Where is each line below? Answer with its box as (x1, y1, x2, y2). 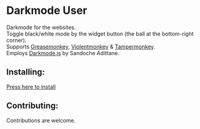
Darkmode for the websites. (6, 24, 76, 31)
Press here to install (6, 83, 56, 90)
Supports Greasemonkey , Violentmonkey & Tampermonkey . (6, 43, 156, 50)
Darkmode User (6, 4, 88, 18)
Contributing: (6, 101, 59, 111)
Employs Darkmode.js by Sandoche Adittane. (6, 49, 120, 56)
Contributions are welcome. (6, 116, 76, 124)
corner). (6, 36, 27, 44)
